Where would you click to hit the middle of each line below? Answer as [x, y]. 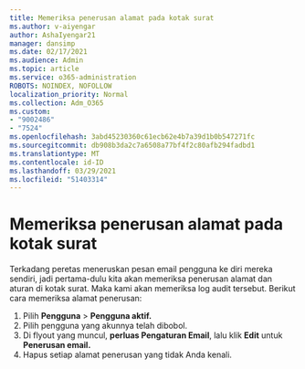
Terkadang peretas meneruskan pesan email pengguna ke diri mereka [141, 269]
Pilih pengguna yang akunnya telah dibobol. [105, 326]
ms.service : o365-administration [73, 78]
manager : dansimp [42, 43]
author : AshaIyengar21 [53, 35]
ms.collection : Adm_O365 [57, 103]
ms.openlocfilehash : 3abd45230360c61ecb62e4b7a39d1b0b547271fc [132, 137]
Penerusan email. [57, 345]
